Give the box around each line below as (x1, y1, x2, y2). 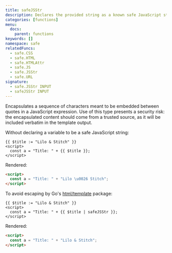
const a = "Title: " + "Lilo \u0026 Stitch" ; (10, 176, 109, 182)
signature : (5, 79, 29, 84)
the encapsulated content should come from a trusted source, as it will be (5, 114, 161, 120)
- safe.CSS (10, 50, 33, 56)
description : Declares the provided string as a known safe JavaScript (5, 12, 161, 17)
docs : (10, 27, 22, 32)
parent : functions (14, 31, 54, 37)
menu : (5, 22, 17, 27)
